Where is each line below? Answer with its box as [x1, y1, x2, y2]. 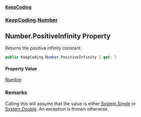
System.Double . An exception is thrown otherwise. [5, 105, 109, 112]
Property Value [5, 65, 37, 71]
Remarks [5, 89, 27, 96]
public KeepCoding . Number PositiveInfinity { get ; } [5, 55, 117, 60]
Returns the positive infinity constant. [5, 45, 82, 51]
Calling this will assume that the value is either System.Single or [5, 100, 136, 106]
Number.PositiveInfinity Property [5, 31, 111, 40]
